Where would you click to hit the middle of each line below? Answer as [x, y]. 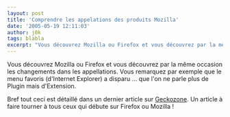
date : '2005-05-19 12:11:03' [49, 26]
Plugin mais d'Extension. [42, 86]
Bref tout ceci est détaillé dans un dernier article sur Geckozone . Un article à [115, 99]
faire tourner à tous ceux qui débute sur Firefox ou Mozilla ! [91, 106]
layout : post [26, 13]
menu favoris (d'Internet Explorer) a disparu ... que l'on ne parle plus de [108, 79]
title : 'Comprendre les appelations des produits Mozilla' [93, 20]
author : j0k [24, 32]
